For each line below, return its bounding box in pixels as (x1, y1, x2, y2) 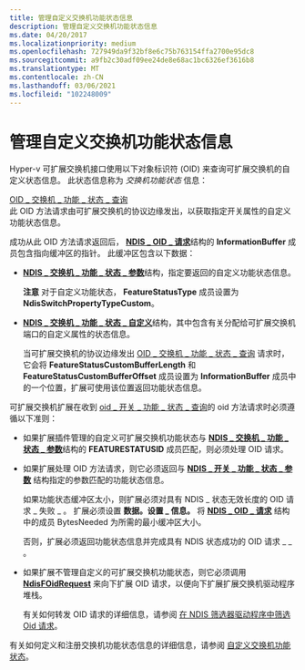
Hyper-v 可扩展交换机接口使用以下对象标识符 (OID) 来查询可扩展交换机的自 (9, 163, 290, 174)
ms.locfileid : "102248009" (9, 89, 112, 98)
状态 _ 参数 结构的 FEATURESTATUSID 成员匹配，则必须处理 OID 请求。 (22, 444, 289, 455)
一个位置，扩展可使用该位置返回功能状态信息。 (30, 382, 207, 393)
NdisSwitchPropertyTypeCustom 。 (22, 298, 159, 309)
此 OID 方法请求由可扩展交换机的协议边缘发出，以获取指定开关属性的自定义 (9, 206, 291, 217)
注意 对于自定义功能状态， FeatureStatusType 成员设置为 (22, 286, 239, 297)
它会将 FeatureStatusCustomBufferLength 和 (22, 359, 197, 370)
